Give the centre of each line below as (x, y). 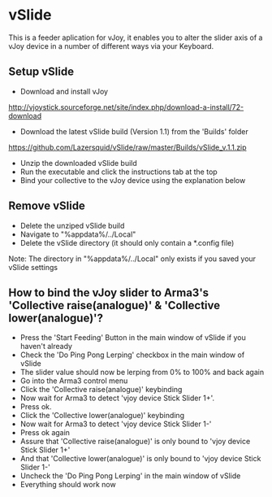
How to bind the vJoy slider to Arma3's (109, 292)
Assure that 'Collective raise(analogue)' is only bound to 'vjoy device (135, 442)
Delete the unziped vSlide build (72, 225)
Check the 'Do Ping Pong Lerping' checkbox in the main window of (132, 355)
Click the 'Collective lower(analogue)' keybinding (102, 416)
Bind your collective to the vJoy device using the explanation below (133, 180)
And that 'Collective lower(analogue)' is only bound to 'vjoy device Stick (140, 459)
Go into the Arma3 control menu (74, 381)
